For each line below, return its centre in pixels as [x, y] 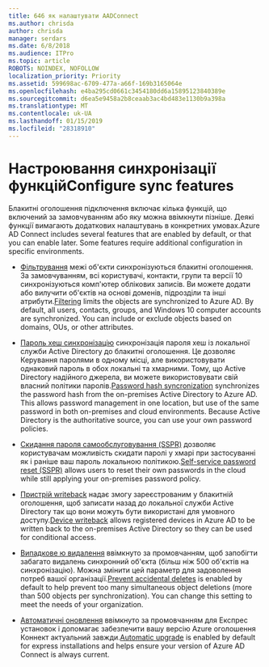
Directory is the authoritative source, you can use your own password [136, 420]
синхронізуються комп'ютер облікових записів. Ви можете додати [135, 284]
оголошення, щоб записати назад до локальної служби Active [127, 503]
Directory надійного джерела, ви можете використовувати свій [129, 377]
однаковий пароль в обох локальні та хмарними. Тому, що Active [133, 368]
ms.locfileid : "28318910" [52, 129]
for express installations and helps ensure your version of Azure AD [132, 646]
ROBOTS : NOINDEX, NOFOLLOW [54, 69]
